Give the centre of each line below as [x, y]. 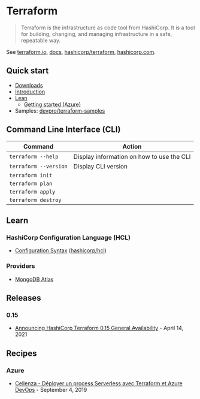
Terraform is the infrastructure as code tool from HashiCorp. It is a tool [108, 28]
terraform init [31, 175]
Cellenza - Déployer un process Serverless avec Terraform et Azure [99, 383]
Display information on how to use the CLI [132, 156]
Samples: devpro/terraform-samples [60, 111]
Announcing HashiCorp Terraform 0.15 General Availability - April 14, [99, 328]
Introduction [30, 92]
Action [132, 146]
